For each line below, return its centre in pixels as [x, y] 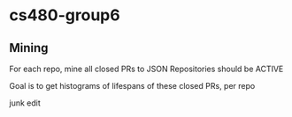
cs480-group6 [65, 15]
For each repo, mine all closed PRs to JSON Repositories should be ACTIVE [146, 69]
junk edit [25, 103]
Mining [29, 48]
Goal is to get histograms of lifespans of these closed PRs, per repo [132, 86]
